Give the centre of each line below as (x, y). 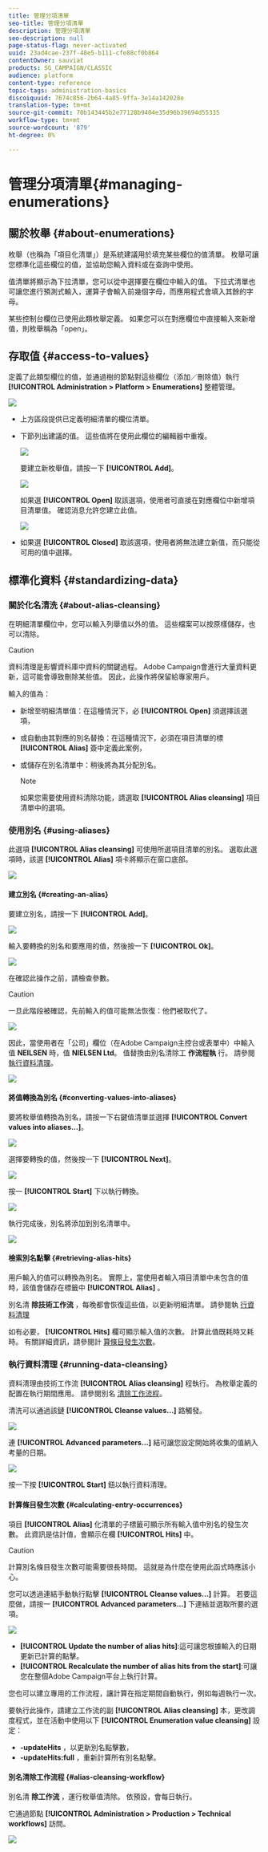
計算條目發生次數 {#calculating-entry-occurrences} (96, 1505)
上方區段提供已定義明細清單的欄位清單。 (86, 419)
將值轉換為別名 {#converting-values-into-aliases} (93, 1098)
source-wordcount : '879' (50, 128)
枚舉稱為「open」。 (60, 328)
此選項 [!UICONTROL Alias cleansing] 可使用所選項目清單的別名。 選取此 (129, 849)
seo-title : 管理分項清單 (46, 23)
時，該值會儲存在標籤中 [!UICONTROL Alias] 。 (86, 1288)
